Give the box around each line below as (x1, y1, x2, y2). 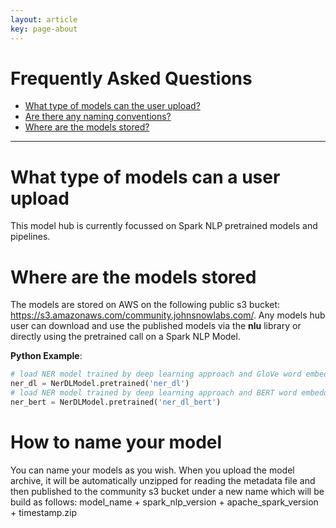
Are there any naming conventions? (24, 111, 172, 123)
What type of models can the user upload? (24, 100, 201, 112)
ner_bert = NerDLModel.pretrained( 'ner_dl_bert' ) (10, 397, 222, 407)
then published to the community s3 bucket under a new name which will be (10, 485, 325, 497)
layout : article (10, 14, 78, 25)
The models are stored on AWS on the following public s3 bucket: (10, 299, 281, 311)
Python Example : (10, 350, 83, 362)
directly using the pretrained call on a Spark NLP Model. (10, 331, 241, 343)
